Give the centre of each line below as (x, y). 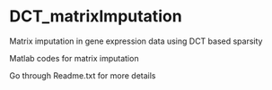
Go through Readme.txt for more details (83, 75)
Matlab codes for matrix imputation (74, 58)
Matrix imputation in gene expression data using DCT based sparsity (136, 41)
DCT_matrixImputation (96, 16)
